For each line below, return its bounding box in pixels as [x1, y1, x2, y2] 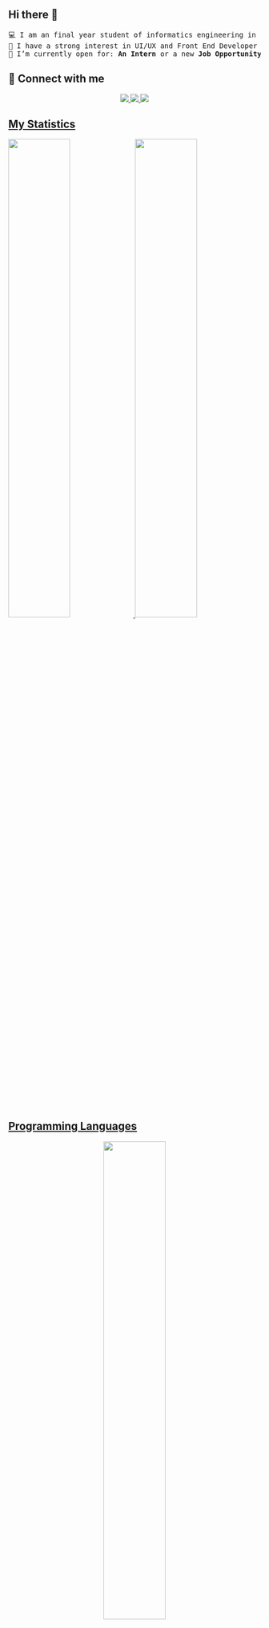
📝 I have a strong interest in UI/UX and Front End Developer [8, 41, 258, 50]
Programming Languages [8, 1120, 138, 1133]
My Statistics [8, 118, 76, 131]
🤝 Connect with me [8, 72, 105, 86]
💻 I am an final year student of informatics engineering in [8, 30, 256, 39]
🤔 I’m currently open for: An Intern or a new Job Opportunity [8, 49, 262, 58]
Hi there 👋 [8, 8, 58, 22]
